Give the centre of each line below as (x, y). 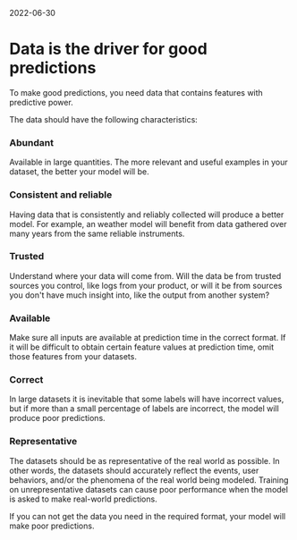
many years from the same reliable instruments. (97, 233)
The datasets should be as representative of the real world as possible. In (144, 460)
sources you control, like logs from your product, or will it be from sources (146, 285)
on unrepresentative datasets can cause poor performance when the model (149, 489)
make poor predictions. (52, 526)
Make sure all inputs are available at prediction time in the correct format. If (148, 338)
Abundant (31, 142)
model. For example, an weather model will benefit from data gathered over (148, 224)
